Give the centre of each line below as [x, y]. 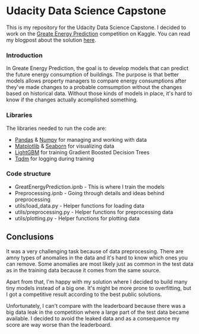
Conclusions [30, 237]
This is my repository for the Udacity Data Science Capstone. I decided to [96, 27]
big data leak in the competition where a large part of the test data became [98, 312]
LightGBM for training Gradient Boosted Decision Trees [82, 152]
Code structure [29, 174]
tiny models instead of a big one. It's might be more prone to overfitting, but [99, 288]
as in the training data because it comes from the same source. [83, 270]
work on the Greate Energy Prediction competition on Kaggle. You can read [98, 33]
